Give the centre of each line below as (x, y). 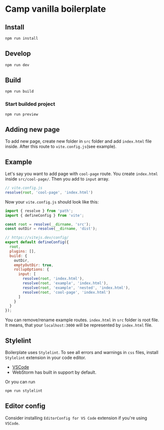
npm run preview (22, 114)
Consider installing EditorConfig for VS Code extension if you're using (76, 418)
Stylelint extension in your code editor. (46, 357)
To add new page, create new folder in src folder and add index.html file (78, 141)
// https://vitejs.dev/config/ (37, 238)
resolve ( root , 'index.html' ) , (53, 279)
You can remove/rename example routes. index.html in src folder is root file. (82, 320)
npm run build (20, 92)
